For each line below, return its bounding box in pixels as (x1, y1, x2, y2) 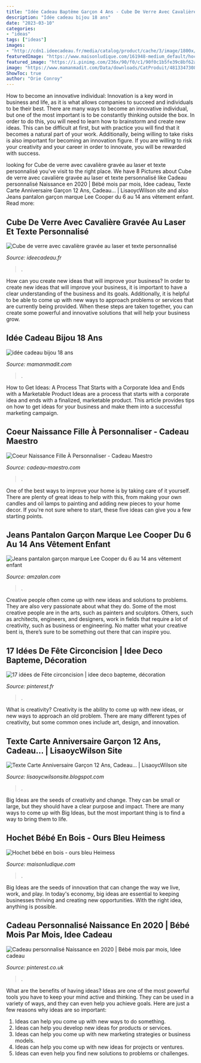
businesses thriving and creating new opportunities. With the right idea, (6, 896, 182, 904)
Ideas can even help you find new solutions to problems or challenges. (14, 1049, 190, 1057)
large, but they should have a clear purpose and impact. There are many (6, 803, 184, 810)
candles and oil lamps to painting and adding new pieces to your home (6, 500, 181, 507)
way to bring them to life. (6, 816, 68, 823)
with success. (6, 150, 41, 157)
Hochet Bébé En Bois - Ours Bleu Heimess (6, 833, 166, 843)
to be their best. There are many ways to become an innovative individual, (6, 105, 188, 112)
